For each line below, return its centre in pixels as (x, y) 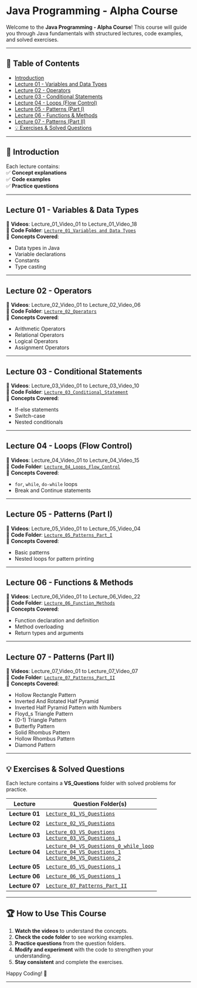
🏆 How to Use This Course (56, 914)
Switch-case (30, 416)
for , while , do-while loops (46, 484)
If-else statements (36, 409)
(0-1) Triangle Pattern (40, 720)
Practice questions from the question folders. (70, 943)
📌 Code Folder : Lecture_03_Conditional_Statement (67, 392)
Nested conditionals (39, 422)
